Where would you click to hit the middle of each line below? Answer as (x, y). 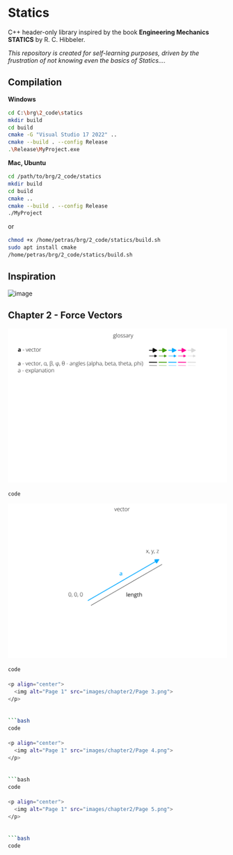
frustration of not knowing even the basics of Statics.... (87, 60)
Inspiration (32, 277)
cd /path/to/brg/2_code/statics (55, 176)
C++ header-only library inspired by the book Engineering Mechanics (109, 32)
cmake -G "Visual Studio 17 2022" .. (63, 135)
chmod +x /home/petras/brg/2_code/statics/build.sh (84, 240)
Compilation (35, 83)
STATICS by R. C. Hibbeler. (47, 39)
